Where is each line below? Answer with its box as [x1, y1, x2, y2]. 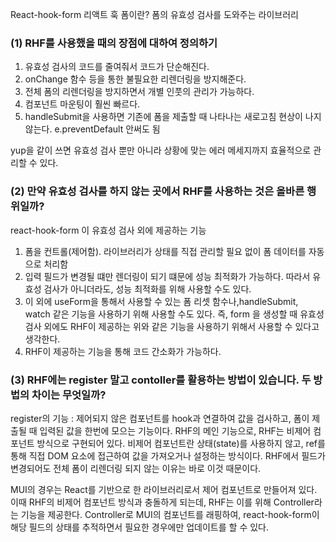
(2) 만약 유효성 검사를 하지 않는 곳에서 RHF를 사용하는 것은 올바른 [10, 184, 305, 198]
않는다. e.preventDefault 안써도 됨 [24, 123, 161, 135]
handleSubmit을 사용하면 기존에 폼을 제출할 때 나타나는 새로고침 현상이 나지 [24, 111, 322, 123]
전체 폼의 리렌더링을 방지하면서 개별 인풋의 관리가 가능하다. [24, 86, 255, 98]
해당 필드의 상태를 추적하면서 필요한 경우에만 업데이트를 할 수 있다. [10, 521, 269, 533]
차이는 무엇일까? [31, 388, 107, 402]
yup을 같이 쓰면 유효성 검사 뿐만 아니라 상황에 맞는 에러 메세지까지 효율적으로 [10, 144, 312, 157]
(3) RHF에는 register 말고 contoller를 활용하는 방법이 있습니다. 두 [10, 373, 312, 387]
